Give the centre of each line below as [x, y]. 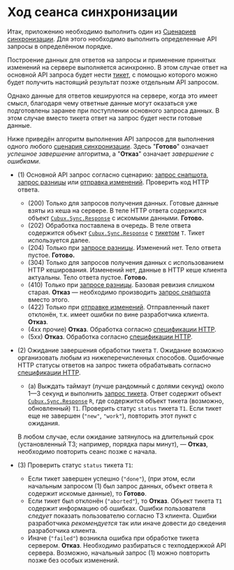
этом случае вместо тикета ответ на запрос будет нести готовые [105, 118]
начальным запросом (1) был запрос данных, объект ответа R [120, 485]
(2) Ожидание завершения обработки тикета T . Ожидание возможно [120, 350]
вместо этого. [49, 299]
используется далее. [59, 240]
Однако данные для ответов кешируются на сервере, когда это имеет [112, 96]
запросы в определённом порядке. [60, 46]
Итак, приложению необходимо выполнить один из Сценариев [102, 31]
